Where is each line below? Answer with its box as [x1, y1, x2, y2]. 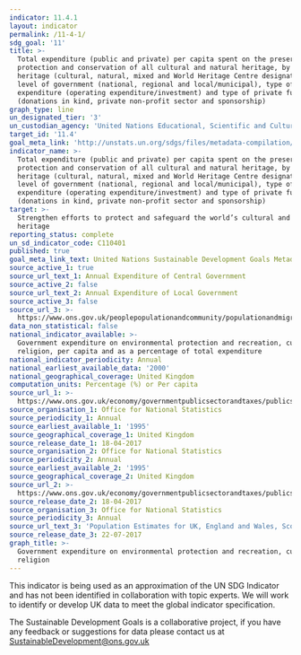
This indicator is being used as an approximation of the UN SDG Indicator [9, 580, 279, 590]
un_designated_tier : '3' [9, 113, 102, 122]
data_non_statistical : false [9, 322, 118, 331]
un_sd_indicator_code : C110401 [9, 239, 126, 248]
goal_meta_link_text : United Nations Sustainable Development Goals [9, 255, 271, 265]
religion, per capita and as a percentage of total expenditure [17, 346, 262, 355]
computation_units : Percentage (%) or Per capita [9, 380, 199, 389]
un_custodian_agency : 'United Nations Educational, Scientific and [9, 122, 267, 131]
